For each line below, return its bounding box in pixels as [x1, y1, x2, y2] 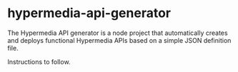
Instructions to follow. [7, 57, 71, 66]
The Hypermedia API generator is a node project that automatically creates [7, 29, 228, 37]
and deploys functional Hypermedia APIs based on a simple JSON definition [7, 36, 232, 44]
